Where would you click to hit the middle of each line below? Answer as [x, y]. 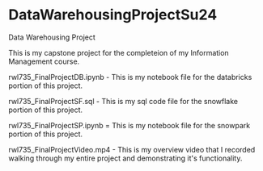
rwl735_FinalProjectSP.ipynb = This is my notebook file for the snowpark [129, 125]
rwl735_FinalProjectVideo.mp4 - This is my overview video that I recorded [132, 149]
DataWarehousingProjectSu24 [113, 15]
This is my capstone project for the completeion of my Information [119, 52]
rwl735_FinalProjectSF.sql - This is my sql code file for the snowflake [123, 101]
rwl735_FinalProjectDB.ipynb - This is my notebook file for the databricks [130, 77]
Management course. [44, 61]
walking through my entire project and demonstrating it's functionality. [125, 158]
